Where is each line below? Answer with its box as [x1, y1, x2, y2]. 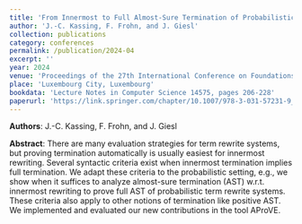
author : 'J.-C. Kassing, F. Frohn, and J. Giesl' [9, 22, 200, 30]
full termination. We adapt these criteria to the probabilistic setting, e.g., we [9, 167, 289, 177]
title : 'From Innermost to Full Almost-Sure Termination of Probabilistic [9, 13, 296, 22]
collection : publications [9, 30, 106, 39]
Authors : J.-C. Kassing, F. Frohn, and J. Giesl [9, 121, 178, 132]
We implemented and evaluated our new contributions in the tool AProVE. [9, 205, 281, 216]
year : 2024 [9, 64, 50, 73]
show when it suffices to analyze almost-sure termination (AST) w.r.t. [9, 177, 265, 187]
